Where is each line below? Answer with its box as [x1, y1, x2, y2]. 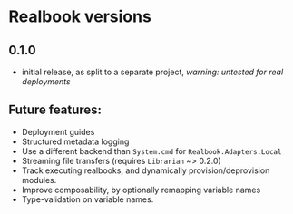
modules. [21, 174, 57, 185]
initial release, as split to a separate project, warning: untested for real [21, 66, 284, 77]
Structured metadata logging [21, 136, 130, 147]
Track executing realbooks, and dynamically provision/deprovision [21, 165, 270, 176]
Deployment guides [21, 126, 95, 137]
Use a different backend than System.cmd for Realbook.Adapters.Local [21, 145, 282, 156]
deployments [21, 76, 71, 87]
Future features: [8, 102, 102, 118]
